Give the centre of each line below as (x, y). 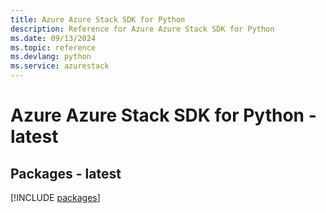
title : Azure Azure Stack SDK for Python (98, 19)
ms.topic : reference (53, 47)
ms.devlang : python (51, 57)
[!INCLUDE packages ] (55, 197)
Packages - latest (66, 173)
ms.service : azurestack (60, 66)
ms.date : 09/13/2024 (53, 38)
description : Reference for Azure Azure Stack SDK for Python (142, 29)
